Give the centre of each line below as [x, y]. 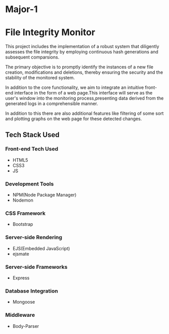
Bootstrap [23, 224]
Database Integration [32, 291]
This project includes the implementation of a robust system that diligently [82, 46]
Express [21, 278]
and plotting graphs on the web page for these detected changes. [74, 119]
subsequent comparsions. [32, 57]
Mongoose [24, 302]
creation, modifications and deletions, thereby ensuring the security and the [84, 72]
